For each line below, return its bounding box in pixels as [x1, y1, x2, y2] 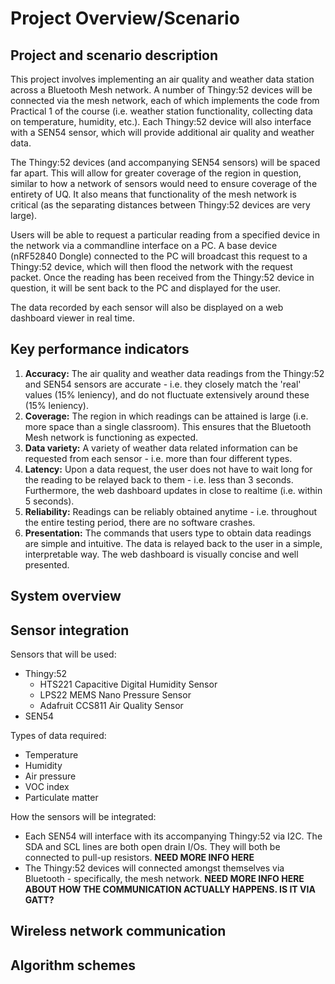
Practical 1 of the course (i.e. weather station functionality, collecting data [10, 105, 313, 117]
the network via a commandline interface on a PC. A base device [10, 240, 278, 251]
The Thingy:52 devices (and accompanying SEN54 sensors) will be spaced [10, 157, 321, 168]
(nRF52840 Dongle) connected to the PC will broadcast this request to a [10, 250, 308, 262]
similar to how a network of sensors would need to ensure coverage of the [10, 178, 318, 189]
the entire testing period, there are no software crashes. [24, 516, 256, 528]
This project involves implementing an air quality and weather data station [10, 73, 315, 85]
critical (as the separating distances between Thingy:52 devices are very [10, 199, 311, 211]
